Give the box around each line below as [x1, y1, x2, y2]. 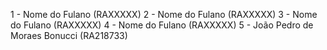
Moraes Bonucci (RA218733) [10, 30, 128, 41]
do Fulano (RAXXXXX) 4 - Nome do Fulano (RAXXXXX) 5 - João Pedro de [10, 19, 314, 31]
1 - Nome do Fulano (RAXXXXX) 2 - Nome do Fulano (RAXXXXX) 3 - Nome [10, 9, 318, 20]
